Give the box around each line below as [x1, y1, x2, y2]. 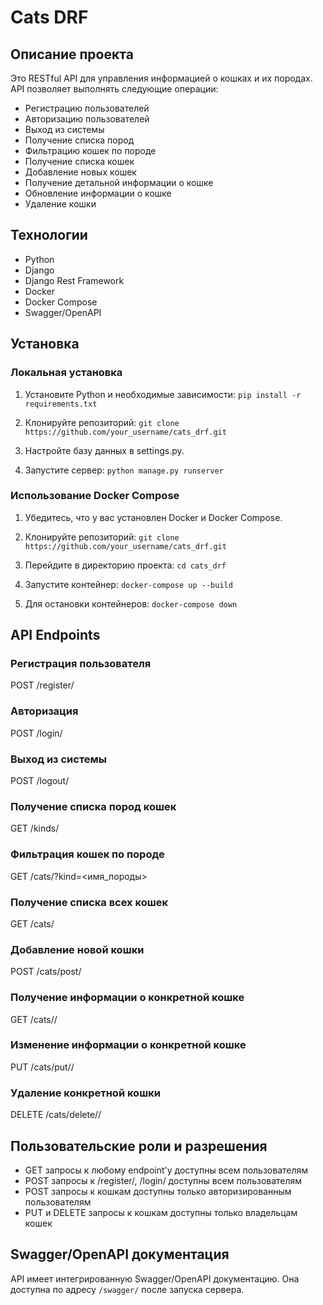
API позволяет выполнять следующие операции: [10, 83, 219, 95]
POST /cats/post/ [10, 966, 82, 978]
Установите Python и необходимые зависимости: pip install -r [24, 388, 302, 400]
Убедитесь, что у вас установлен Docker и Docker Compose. [24, 511, 283, 523]
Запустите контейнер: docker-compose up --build [24, 578, 233, 590]
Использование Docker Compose [10, 489, 180, 503]
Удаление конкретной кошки [10, 1086, 161, 1100]
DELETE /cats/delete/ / [10, 1109, 102, 1121]
